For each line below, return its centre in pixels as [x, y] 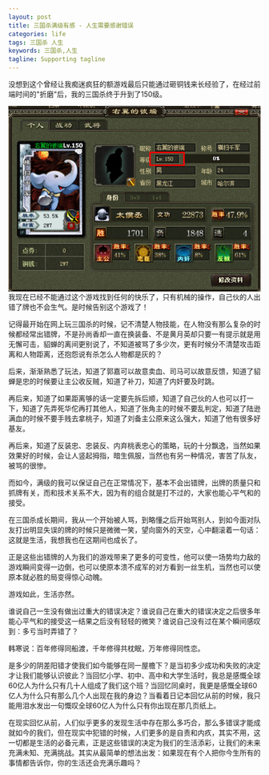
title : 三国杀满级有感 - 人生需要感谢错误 [71, 25]
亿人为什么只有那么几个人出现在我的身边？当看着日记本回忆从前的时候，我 [131, 695]
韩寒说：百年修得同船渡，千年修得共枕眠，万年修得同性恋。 [106, 649]
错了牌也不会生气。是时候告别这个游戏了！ [78, 307]
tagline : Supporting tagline [57, 59]
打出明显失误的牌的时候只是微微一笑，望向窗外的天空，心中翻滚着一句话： [138, 530]
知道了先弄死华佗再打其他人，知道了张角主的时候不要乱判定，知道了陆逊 [141, 409]
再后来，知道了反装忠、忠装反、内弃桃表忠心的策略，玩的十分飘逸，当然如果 [134, 446]
